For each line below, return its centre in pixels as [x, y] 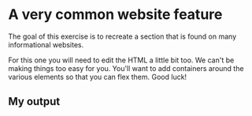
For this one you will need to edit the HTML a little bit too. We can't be [121, 60]
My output [34, 101]
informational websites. [46, 44]
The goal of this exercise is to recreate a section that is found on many [122, 36]
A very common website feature [115, 15]
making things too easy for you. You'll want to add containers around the [126, 68]
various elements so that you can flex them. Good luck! [98, 77]
